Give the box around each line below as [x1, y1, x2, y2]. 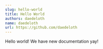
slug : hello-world [5, 7, 42, 12]
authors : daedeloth [5, 16, 45, 21]
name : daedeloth [5, 20, 38, 26]
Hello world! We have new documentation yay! [5, 38, 99, 44]
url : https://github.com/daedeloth [5, 25, 78, 30]
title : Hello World [5, 12, 45, 16]
